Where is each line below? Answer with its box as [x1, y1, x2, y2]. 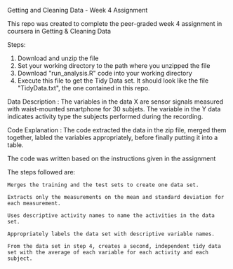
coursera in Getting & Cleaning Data [7, 27, 111, 35]
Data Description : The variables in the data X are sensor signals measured [7, 97, 223, 106]
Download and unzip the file [17, 54, 99, 62]
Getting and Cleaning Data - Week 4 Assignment [7, 6, 148, 14]
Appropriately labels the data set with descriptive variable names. [7, 230, 215, 237]
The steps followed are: [7, 168, 76, 176]
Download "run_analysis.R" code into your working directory [17, 69, 193, 77]
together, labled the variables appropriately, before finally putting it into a [7, 133, 218, 142]
